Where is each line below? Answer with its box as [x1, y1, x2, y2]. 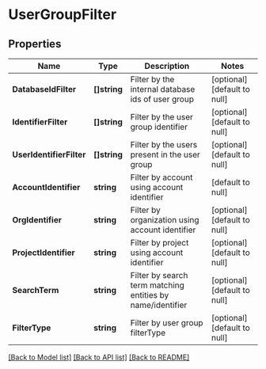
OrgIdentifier [12, 215, 62, 225]
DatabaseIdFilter [12, 84, 77, 94]
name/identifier [130, 299, 188, 310]
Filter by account [130, 172, 193, 183]
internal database [130, 84, 196, 94]
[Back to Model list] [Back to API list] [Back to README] [8, 352, 190, 362]
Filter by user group [130, 318, 203, 328]
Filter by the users [130, 139, 198, 150]
